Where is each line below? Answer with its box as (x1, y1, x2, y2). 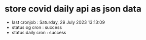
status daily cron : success (11, 29, 67, 35)
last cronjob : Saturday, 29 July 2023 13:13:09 (11, 19, 105, 25)
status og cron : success (11, 24, 62, 30)
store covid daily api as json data (4, 3, 142, 14)
